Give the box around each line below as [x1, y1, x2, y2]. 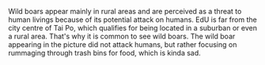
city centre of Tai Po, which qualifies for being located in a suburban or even [8, 23, 257, 32]
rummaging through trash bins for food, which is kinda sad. [8, 49, 202, 57]
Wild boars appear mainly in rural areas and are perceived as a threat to [8, 7, 242, 16]
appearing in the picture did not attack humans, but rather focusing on [8, 40, 237, 49]
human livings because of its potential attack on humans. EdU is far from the [8, 15, 257, 24]
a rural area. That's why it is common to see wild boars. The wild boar [8, 31, 236, 41]
